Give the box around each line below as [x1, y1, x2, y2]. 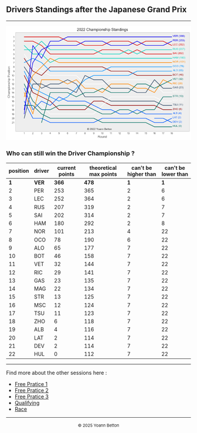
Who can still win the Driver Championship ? [6, 149, 135, 157]
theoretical [89, 164, 117, 171]
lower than [161, 170, 189, 177]
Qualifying [14, 399, 40, 406]
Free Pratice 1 [14, 380, 48, 387]
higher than [127, 170, 157, 177]
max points [89, 170, 117, 177]
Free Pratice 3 [14, 393, 49, 400]
